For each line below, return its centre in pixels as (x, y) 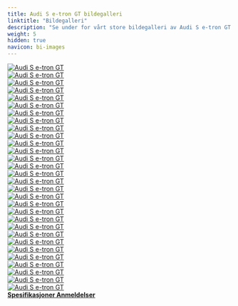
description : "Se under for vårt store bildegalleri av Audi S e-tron (114, 27)
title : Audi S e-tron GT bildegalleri (65, 14)
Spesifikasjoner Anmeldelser (51, 295)
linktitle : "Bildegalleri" (47, 21)
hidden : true (27, 41)
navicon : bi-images (36, 47)
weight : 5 (22, 34)
